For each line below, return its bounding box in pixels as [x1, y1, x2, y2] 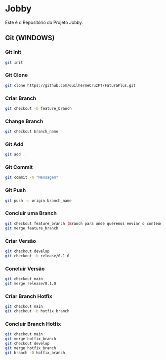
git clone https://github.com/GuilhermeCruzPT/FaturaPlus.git [5, 83, 136, 88]
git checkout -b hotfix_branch [5, 308, 70, 313]
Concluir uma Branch [5, 210, 57, 216]
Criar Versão [5, 237, 36, 244]
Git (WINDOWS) [5, 34, 55, 42]
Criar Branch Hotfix [5, 292, 53, 299]
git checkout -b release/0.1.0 [5, 253, 70, 258]
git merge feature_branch [5, 225, 58, 231]
